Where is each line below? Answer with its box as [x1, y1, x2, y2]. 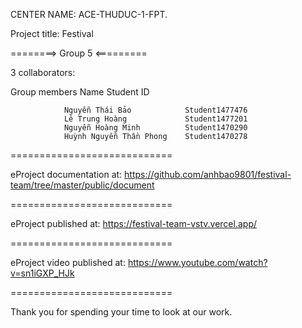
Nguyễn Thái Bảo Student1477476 [63, 105, 248, 115]
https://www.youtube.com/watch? [127, 257, 268, 268]
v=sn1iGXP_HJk [10, 267, 75, 279]
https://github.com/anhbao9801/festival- [124, 169, 292, 180]
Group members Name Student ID [10, 86, 150, 98]
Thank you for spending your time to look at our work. [10, 306, 233, 318]
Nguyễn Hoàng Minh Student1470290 [63, 123, 248, 133]
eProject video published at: [10, 257, 126, 268]
